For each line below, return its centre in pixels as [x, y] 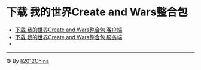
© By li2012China [28, 61]
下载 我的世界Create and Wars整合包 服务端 [68, 37]
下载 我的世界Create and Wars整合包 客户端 [68, 30]
